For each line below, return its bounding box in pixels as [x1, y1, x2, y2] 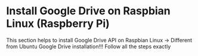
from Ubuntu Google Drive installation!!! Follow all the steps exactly [6, 43, 171, 50]
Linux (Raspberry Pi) [6, 17, 110, 30]
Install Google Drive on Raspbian [6, 4, 171, 18]
